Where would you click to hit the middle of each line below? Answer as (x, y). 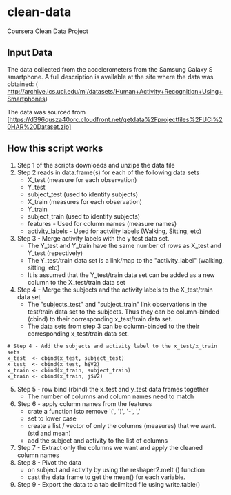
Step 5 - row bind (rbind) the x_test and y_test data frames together (113, 389)
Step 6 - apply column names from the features (84, 403)
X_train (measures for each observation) (85, 201)
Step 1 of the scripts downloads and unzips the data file (96, 165)
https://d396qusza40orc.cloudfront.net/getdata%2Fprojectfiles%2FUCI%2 (116, 119)
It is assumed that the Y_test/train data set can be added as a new (121, 275)
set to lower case (52, 418)
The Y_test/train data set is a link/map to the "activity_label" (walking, (126, 260)
